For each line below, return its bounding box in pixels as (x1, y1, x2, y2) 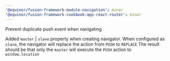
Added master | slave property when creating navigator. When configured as (5, 36, 165, 42)
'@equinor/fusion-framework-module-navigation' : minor (5, 7, 123, 13)
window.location (5, 51, 39, 57)
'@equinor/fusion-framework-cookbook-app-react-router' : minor (5, 12, 142, 17)
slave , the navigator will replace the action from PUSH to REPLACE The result (5, 41, 160, 47)
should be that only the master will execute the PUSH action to (5, 46, 132, 52)
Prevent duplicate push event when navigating (5, 26, 102, 32)
